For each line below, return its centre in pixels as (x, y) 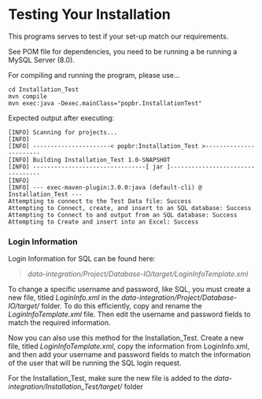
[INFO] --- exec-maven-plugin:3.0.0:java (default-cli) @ (105, 187)
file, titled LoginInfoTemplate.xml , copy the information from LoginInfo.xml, (129, 346)
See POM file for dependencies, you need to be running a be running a (123, 51)
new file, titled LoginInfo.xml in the (64, 297)
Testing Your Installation (89, 15)
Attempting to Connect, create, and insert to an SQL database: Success (130, 208)
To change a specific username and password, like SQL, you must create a (129, 290)
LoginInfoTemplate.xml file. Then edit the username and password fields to (129, 314)
